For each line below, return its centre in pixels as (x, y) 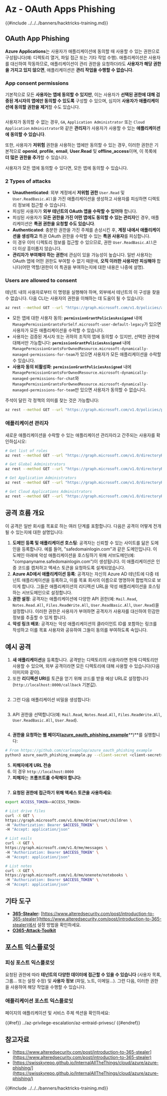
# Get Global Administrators (35, 464)
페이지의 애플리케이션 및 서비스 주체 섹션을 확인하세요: (58, 1013)
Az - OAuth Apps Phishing (60, 9)
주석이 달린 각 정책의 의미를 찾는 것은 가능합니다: (52, 400)
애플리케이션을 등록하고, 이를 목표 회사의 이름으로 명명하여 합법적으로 (89, 580)
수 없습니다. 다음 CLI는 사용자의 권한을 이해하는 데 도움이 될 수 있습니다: (75, 298)
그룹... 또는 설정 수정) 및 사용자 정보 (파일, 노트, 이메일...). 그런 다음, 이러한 (77, 981)
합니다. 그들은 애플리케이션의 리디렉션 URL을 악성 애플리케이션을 (84, 586)
